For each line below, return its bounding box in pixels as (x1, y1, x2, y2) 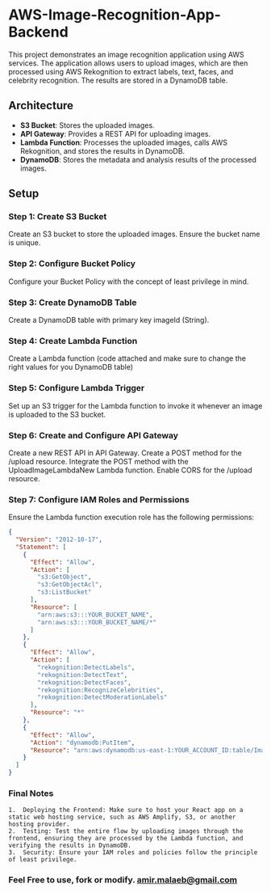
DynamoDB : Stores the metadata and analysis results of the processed (19, 154, 256, 164)
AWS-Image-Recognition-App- (8, 6, 222, 24)
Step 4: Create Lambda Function (8, 335, 138, 346)
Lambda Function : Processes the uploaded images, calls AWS (19, 138, 228, 147)
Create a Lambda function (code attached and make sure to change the (8, 353, 246, 363)
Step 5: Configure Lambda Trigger (8, 383, 145, 394)
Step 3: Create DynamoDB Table (8, 297, 137, 308)
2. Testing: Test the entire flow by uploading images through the (8, 827, 244, 836)
